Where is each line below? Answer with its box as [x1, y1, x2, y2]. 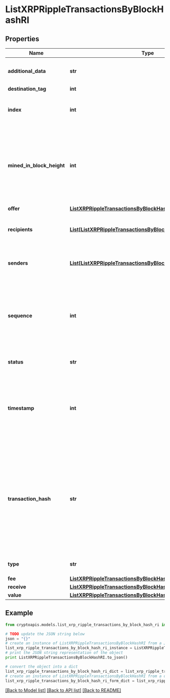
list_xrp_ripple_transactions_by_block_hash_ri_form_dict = [5, 678, 135, 683]
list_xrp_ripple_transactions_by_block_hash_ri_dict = [5, 669, 123, 674]
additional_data [8, 67, 46, 75]
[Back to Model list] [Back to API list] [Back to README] [5, 687, 121, 693]
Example [5, 609, 33, 617]
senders [8, 260, 28, 267]
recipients [8, 226, 33, 233]
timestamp [8, 405, 34, 412]
